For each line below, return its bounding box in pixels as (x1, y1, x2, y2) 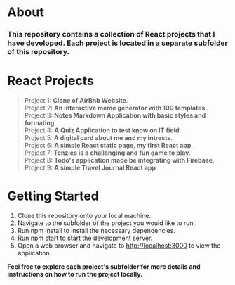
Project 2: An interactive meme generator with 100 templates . (24, 103, 209, 113)
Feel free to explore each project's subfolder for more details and (7, 262, 201, 271)
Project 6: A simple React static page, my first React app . (24, 141, 194, 150)
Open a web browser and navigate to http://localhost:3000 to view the (17, 241, 221, 250)
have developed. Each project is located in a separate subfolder (7, 38, 228, 48)
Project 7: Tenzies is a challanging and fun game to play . (24, 148, 192, 157)
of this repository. (7, 47, 70, 57)
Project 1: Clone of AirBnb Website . (24, 96, 128, 105)
